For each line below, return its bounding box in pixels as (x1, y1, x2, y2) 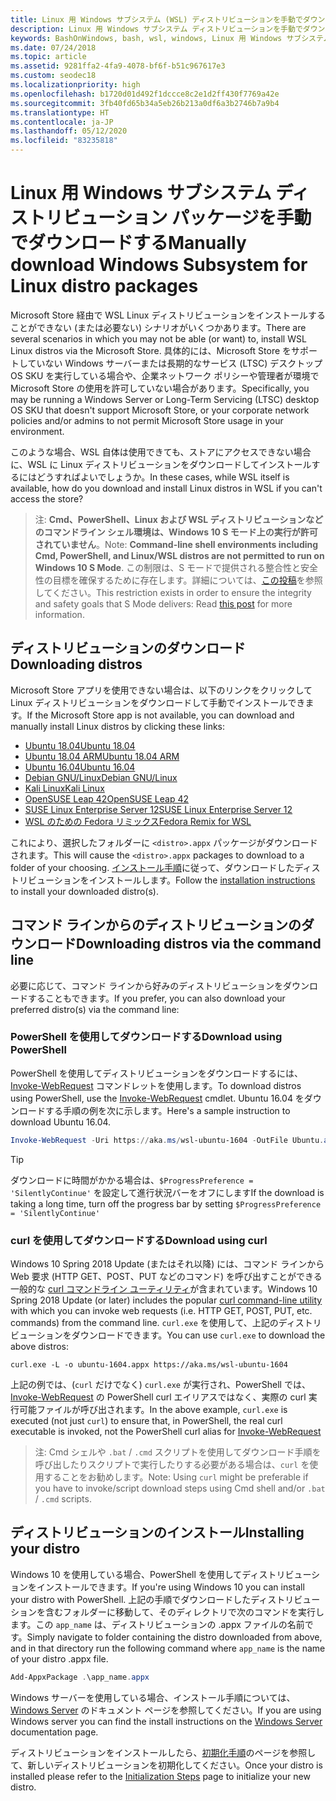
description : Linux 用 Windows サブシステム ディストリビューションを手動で (10, 24, 303, 34)
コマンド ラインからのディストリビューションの (10, 917, 302, 934)
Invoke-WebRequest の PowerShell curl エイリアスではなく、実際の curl (10, 1391, 307, 1403)
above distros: (10, 1341, 70, 1353)
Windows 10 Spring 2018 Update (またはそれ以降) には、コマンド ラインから (10, 1258, 325, 1270)
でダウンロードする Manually (10, 232, 247, 255)
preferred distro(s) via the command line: (10, 1003, 180, 1015)
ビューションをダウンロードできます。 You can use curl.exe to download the (10, 1329, 326, 1341)
